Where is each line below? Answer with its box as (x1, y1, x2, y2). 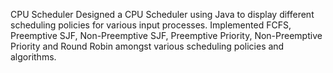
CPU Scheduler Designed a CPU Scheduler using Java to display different (10, 9, 315, 20)
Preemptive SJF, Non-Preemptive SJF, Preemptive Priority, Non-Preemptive (10, 30, 323, 41)
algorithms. (10, 51, 57, 63)
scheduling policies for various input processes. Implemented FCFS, (10, 19, 292, 31)
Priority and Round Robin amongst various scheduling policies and (10, 40, 285, 52)
